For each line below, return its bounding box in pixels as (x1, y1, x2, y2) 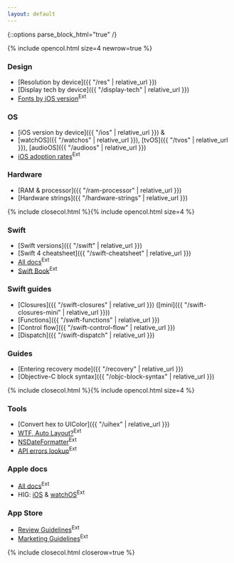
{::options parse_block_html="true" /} (7, 30, 117, 38)
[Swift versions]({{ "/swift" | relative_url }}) (17, 242, 142, 250)
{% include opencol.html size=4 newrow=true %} (7, 43, 153, 52)
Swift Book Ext (17, 265, 58, 275)
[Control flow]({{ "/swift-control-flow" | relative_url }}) (17, 323, 176, 331)
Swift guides (7, 284, 52, 294)
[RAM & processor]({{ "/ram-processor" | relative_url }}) (17, 186, 182, 195)
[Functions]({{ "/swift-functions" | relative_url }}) (17, 315, 160, 324)
